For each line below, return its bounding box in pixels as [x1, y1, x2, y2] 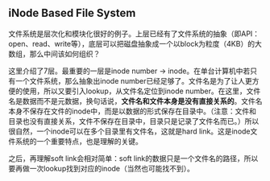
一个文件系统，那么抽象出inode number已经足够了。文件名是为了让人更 [15, 76, 252, 85]
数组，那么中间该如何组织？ [8, 48, 101, 59]
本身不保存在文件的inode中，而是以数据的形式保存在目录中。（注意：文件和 [8, 106, 256, 116]
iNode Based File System [8, 6, 136, 20]
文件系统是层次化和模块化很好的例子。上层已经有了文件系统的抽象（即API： [8, 28, 260, 39]
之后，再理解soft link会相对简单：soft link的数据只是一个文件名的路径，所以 [8, 153, 259, 163]
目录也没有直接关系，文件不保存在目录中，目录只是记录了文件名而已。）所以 [8, 116, 260, 125]
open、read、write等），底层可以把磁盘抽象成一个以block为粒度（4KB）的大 [8, 39, 262, 48]
